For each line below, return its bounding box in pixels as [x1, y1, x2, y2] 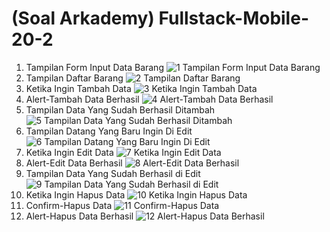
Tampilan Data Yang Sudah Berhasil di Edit [25, 167, 201, 179]
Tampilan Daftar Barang [25, 72, 124, 84]
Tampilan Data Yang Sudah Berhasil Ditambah [25, 103, 216, 116]
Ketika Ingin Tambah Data [25, 82, 132, 94]
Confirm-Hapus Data [25, 199, 113, 211]
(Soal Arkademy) [11, 7, 155, 30]
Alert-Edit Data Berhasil [25, 157, 123, 169]
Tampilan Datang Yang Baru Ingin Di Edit [25, 125, 193, 137]
